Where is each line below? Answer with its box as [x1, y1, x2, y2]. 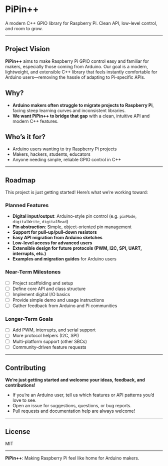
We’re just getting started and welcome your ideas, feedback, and [5, 377, 145, 383]
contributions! [5, 382, 36, 388]
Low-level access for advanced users [12, 240, 92, 246]
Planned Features [5, 202, 49, 209]
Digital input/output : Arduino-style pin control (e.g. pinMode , [12, 213, 137, 219]
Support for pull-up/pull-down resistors [12, 229, 97, 235]
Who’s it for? [5, 132, 46, 141]
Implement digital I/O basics [12, 291, 70, 297]
